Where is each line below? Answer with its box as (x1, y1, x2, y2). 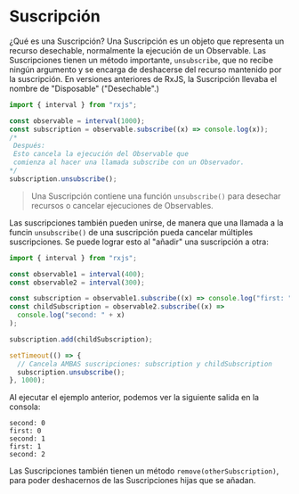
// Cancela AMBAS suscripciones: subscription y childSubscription (17, 359, 273, 368)
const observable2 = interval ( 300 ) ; (9, 278, 145, 287)
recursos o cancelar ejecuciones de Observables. (30, 200, 214, 210)
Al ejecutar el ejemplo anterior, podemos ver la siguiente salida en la (9, 392, 260, 403)
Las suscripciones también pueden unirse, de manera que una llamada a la (9, 217, 284, 228)
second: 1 (9, 434, 46, 443)
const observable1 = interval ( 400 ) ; (9, 269, 145, 278)
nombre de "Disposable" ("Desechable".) (9, 83, 160, 94)
